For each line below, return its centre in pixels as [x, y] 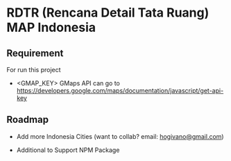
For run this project [34, 70]
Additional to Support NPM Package [68, 150]
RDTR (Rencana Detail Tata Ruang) [108, 13]
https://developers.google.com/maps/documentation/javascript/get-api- [120, 91]
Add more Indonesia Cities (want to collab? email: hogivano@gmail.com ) [120, 136]
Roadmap [28, 120]
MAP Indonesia [51, 27]
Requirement [35, 53]
